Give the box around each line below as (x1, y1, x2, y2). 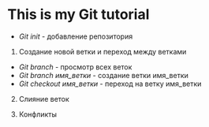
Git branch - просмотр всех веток (18, 62, 132, 72)
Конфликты (18, 109, 57, 119)
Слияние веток (18, 94, 70, 103)
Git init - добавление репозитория (18, 32, 133, 41)
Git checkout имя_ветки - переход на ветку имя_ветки (18, 79, 202, 88)
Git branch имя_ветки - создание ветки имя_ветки (18, 70, 188, 80)
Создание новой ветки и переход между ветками (18, 47, 187, 56)
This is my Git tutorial (7, 6, 150, 24)
